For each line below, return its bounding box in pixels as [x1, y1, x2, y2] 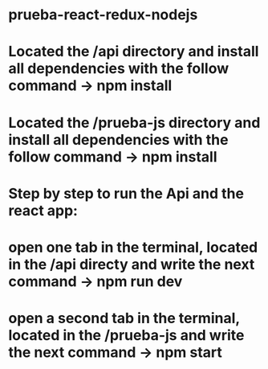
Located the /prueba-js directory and [8, 113, 261, 132]
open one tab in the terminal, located [8, 238, 258, 256]
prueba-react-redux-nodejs [8, 6, 198, 24]
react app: [8, 201, 79, 219]
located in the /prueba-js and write [8, 326, 245, 345]
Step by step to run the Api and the [8, 184, 245, 203]
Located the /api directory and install [8, 43, 259, 61]
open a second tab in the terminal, [8, 310, 240, 327]
